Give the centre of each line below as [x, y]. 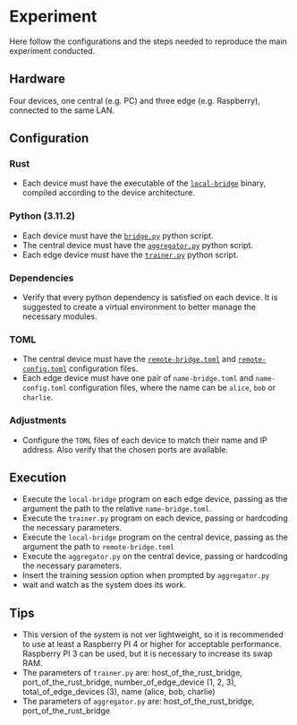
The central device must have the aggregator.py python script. [137, 245]
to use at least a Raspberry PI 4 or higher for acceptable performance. [152, 644]
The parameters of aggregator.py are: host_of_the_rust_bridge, [138, 702]
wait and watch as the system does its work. [104, 585]
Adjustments [38, 420]
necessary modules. [59, 316]
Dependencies [42, 278]
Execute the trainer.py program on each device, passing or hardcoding [155, 518]
